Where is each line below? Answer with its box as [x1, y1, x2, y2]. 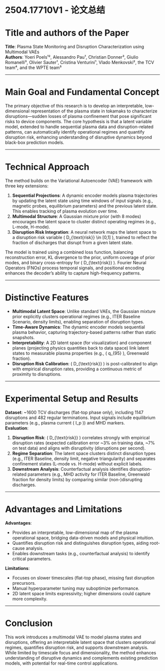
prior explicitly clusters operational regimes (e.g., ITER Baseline [12, 314, 140, 319]
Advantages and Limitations [5, 504, 123, 515]
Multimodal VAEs [5, 49, 40, 55]
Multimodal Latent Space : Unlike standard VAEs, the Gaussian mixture [12, 308, 156, 314]
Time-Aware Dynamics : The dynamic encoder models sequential [12, 324, 145, 330]
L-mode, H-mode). [12, 224, 51, 230]
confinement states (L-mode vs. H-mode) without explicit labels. [12, 460, 143, 466]
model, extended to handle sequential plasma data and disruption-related [5, 124, 154, 130]
